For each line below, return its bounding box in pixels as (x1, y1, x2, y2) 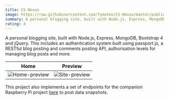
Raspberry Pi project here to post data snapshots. (5, 89, 108, 95)
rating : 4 (5, 21, 26, 26)
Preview (62, 63, 82, 70)
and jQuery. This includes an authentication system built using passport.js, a (5, 40, 163, 46)
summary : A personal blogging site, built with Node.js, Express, (5, 16, 147, 21)
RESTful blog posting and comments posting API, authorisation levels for (5, 45, 156, 51)
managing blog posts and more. (5, 51, 71, 57)
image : (5, 12, 19, 17)
